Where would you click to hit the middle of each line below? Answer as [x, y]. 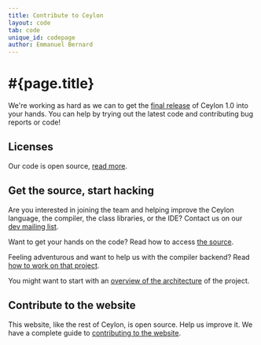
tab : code [24, 30]
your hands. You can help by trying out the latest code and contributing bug [131, 114]
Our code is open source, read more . [68, 165]
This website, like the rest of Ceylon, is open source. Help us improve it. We [130, 325]
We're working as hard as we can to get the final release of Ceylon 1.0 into [129, 106]
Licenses [31, 147]
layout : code [29, 23]
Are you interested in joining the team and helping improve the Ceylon [121, 210]
